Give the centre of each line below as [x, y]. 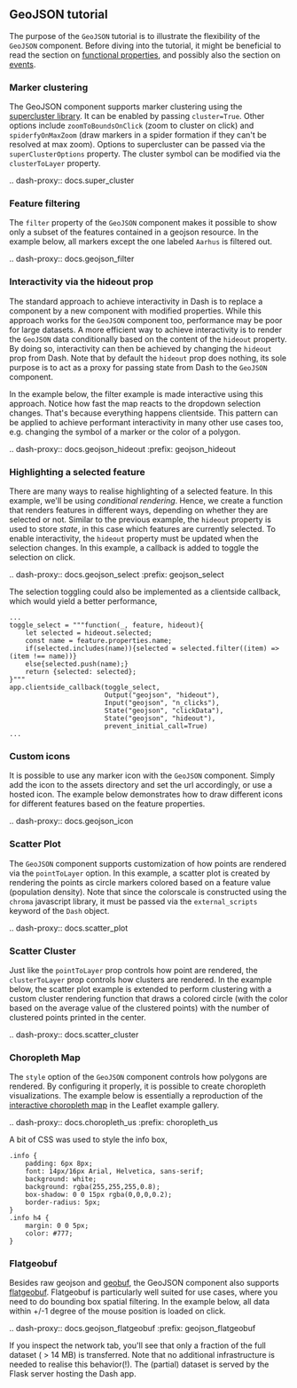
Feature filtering [45, 203]
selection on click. [42, 557]
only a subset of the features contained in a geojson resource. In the [134, 232]
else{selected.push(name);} [77, 664]
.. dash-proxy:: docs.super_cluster [72, 180]
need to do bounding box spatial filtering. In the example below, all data [140, 1302]
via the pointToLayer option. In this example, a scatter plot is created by [140, 873]
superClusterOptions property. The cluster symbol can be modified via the [145, 154]
